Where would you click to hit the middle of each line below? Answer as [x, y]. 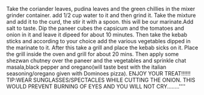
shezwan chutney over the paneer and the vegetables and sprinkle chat [97, 61]
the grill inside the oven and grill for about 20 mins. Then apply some [93, 54]
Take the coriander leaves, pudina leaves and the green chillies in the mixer [101, 9]
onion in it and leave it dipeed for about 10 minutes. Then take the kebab [97, 35]
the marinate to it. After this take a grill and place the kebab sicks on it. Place [102, 47]
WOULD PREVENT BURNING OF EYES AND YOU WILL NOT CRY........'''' [96, 86]
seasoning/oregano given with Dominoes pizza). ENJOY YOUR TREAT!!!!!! [98, 73]
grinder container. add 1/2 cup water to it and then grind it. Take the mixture [101, 15]
